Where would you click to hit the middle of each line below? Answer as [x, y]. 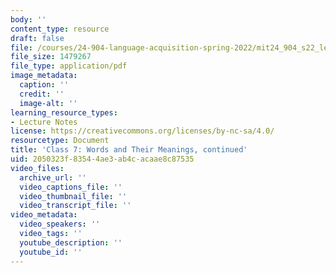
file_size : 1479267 [51, 57]
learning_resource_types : [64, 112]
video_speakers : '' [60, 224]
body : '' [28, 19]
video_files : [37, 168]
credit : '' [42, 94]
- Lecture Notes [44, 122]
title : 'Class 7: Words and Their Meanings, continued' [129, 150]
